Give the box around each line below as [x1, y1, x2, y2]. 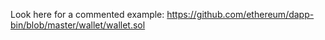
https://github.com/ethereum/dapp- [166, 9, 315, 20]
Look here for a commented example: [10, 9, 165, 20]
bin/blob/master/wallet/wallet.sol [10, 19, 146, 31]
